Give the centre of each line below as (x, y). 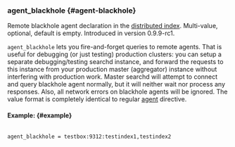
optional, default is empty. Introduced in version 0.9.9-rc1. (91, 33)
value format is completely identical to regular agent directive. (97, 99)
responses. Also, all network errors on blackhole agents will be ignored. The (118, 92)
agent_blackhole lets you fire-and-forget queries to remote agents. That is (115, 47)
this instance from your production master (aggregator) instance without (112, 70)
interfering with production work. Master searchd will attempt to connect (113, 77)
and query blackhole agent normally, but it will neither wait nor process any (116, 84)
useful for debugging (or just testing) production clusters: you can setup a (114, 54)
